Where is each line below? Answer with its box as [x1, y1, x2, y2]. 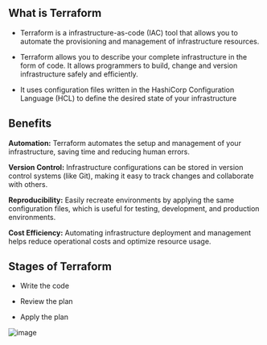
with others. [8, 179, 48, 189]
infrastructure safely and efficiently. [19, 69, 138, 79]
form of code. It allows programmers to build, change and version [19, 60, 238, 70]
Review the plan [19, 297, 74, 306]
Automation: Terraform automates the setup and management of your [8, 138, 241, 148]
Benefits [8, 117, 52, 131]
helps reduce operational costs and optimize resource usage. [8, 236, 212, 246]
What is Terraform [8, 6, 102, 20]
